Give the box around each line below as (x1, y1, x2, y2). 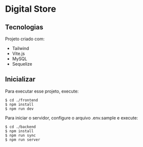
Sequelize (12, 61, 33, 67)
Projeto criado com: (5, 36, 45, 42)
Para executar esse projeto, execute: (5, 88, 79, 94)
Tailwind (12, 46, 29, 51)
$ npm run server (5, 137, 41, 142)
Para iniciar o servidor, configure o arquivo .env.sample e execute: (5, 115, 138, 121)
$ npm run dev (5, 106, 34, 111)
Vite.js (12, 50, 25, 56)
